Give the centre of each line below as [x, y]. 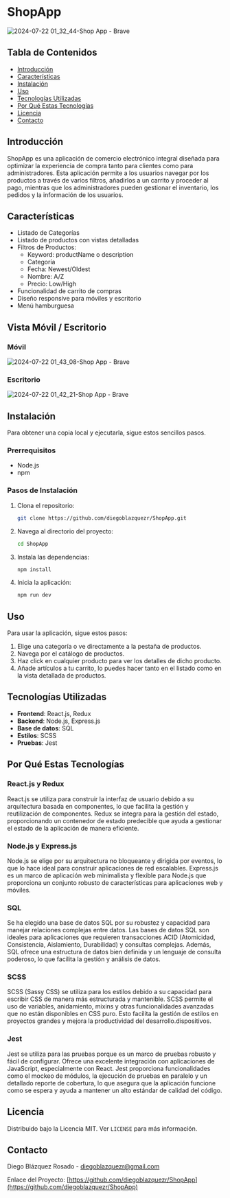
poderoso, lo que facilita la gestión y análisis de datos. [84, 959]
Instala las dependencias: [53, 557]
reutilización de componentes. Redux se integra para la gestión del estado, [113, 814]
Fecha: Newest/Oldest [59, 269]
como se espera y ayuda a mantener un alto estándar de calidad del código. [115, 1090]
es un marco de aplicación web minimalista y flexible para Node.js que [107, 875]
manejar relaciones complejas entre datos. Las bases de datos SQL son [108, 930]
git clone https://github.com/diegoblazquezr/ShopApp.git [102, 518]
